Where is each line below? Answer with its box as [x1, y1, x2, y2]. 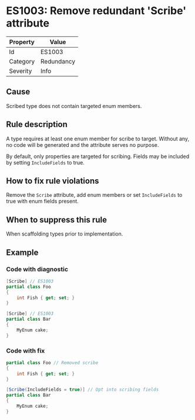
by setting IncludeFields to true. [6, 159, 85, 166]
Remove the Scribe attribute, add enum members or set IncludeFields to [6, 191, 183, 199]
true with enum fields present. [6, 198, 79, 205]
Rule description [6, 119, 68, 130]
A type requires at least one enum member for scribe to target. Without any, [6, 135, 190, 142]
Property [9, 38, 35, 46]
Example [6, 247, 39, 257]
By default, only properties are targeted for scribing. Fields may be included [6, 153, 190, 160]
